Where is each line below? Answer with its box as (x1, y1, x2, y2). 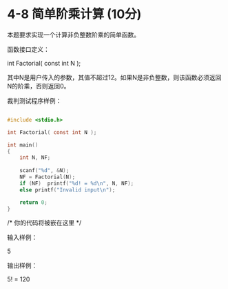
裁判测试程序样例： (7, 96, 62, 104)
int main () (7, 141, 39, 149)
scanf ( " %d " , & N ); (19, 167, 70, 174)
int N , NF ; (19, 154, 51, 161)
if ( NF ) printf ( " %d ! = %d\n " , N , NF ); (19, 180, 134, 187)
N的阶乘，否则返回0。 (7, 82, 70, 90)
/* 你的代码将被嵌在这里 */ (7, 218, 81, 227)
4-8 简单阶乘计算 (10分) (7, 6, 142, 22)
